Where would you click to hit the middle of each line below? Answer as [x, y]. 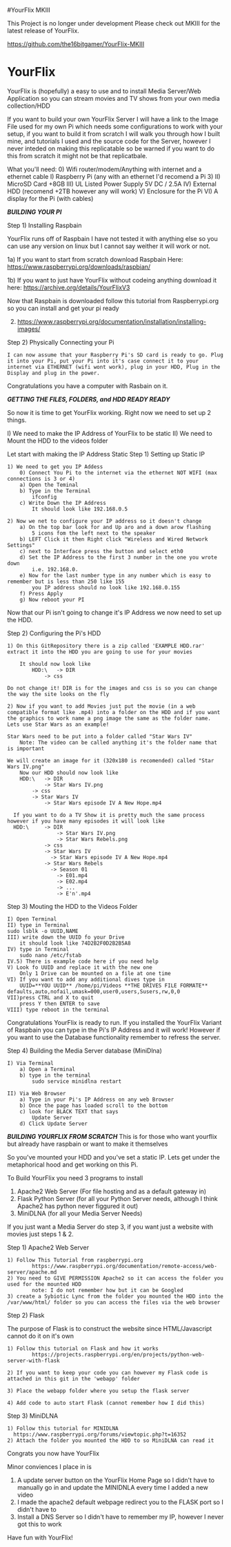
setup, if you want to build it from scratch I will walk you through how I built [114, 133]
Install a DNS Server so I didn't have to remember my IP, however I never [120, 1517]
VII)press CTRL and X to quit [51, 997]
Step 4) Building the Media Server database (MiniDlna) [84, 1050]
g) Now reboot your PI [52, 599]
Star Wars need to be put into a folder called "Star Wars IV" [100, 736]
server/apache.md [32, 1272]
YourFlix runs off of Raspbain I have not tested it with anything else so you [113, 238]
